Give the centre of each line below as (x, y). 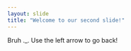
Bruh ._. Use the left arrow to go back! (63, 40)
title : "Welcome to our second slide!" (66, 20)
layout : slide (28, 14)
